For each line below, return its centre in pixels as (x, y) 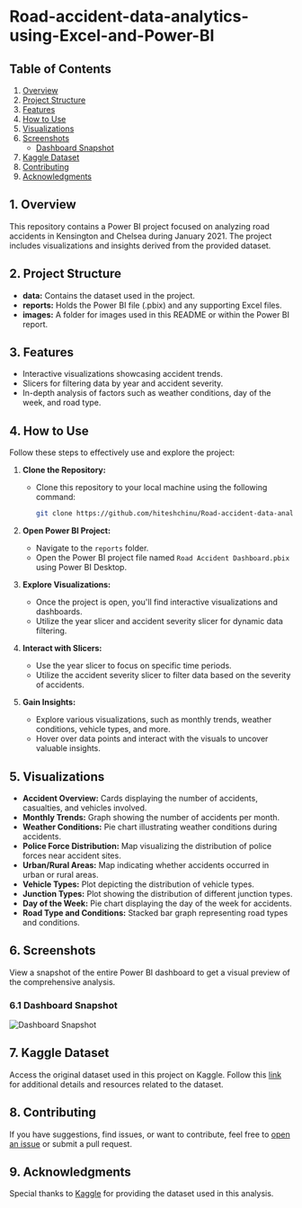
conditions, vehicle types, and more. (103, 729)
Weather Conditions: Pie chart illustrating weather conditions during (150, 827)
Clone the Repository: (64, 470)
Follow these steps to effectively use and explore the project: (122, 452)
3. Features (42, 353)
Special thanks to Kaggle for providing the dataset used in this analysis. (142, 1194)
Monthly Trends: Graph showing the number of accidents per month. (151, 817)
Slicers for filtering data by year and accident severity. (123, 383)
